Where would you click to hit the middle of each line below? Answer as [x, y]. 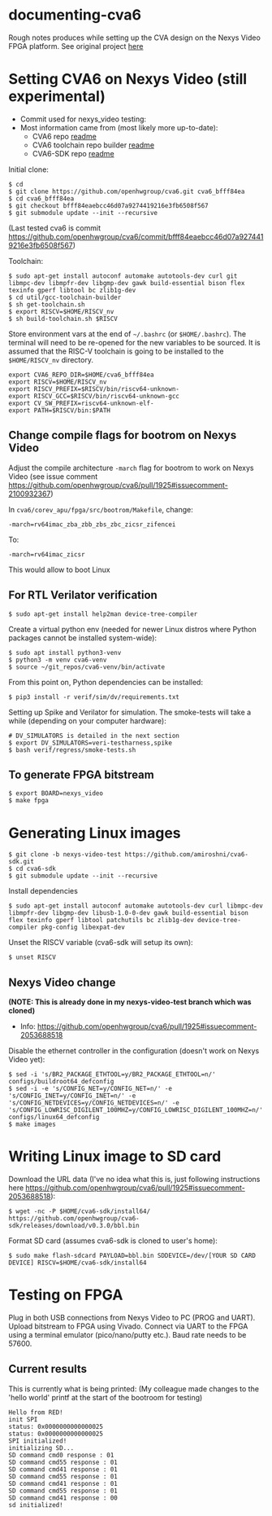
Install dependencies [43, 891]
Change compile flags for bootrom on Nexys [123, 435]
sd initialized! [36, 1505]
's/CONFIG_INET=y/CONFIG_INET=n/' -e [72, 1096]
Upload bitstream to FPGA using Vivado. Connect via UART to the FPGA [128, 1326]
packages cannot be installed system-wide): [82, 638]
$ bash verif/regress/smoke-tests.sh [72, 750]
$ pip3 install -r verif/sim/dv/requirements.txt [94, 697]
